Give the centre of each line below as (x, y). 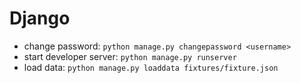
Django (40, 18)
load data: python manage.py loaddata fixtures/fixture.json (151, 67)
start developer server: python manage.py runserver (130, 56)
